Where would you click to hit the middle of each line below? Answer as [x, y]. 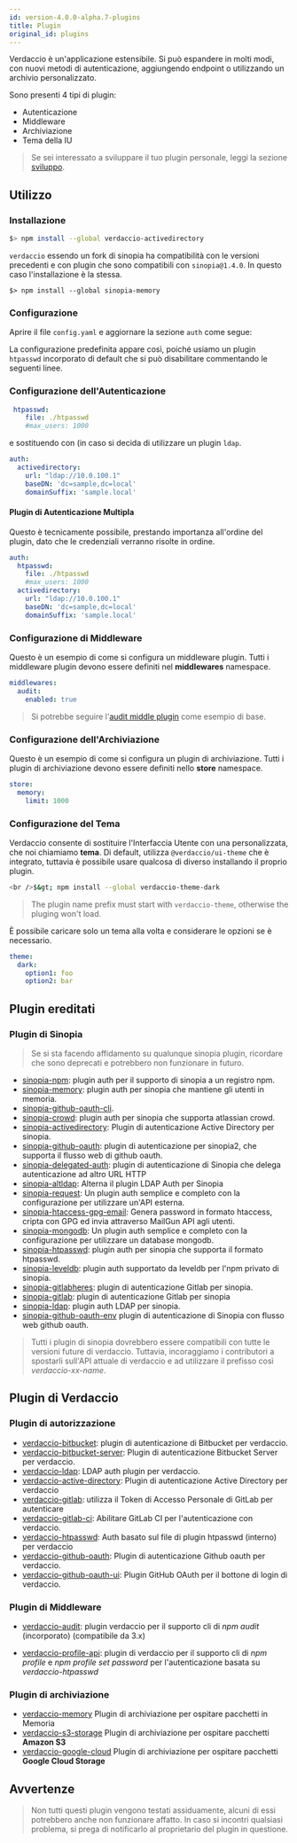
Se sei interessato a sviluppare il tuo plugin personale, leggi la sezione [159, 158]
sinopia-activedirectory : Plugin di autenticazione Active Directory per [148, 1127]
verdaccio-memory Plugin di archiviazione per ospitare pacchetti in [145, 1714]
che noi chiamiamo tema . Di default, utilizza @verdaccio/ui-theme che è [139, 852]
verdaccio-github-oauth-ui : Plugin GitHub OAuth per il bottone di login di [155, 1574]
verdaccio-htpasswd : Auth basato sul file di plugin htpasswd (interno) [149, 1537]
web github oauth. [55, 1324]
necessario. [31, 940]
